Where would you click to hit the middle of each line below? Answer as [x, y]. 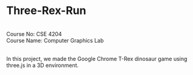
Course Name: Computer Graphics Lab [55, 40]
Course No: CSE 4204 [34, 34]
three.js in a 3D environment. [43, 65]
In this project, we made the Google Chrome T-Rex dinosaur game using [97, 59]
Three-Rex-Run [46, 11]
